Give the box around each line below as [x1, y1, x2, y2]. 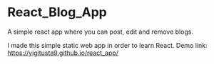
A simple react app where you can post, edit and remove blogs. [7, 27, 194, 36]
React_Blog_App [7, 4, 107, 20]
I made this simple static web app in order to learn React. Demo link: [7, 41, 208, 49]
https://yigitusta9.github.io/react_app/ [7, 49, 119, 57]
